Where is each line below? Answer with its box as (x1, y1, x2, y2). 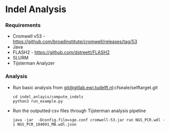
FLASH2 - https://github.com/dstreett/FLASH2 (12, 49, 110, 55)
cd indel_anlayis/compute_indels (12, 94, 84, 100)
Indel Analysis (5, 4, 67, 15)
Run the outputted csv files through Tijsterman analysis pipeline (12, 108, 146, 114)
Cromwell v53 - (12, 33, 46, 39)
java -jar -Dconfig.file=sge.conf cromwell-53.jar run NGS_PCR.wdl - (12, 117, 165, 122)
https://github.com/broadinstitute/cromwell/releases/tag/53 (12, 39, 138, 45)
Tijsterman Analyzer (12, 60, 55, 67)
